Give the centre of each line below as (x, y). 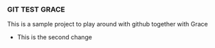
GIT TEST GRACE (36, 9)
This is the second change (55, 37)
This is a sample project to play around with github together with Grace (107, 24)
